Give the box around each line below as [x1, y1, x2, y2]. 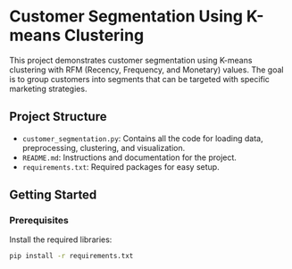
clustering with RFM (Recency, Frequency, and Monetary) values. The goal [9, 64, 284, 75]
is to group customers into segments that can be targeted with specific [9, 73, 271, 84]
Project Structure [9, 109, 107, 124]
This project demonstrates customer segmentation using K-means [9, 55, 253, 65]
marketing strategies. [9, 83, 88, 94]
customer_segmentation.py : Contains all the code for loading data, [21, 132, 263, 144]
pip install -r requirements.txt [9, 252, 134, 261]
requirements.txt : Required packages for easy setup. [21, 161, 221, 172]
